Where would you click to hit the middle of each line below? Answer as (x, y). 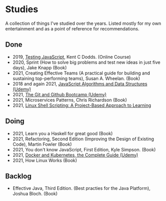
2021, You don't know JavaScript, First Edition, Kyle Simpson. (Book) (84, 149)
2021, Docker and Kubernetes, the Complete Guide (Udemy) (75, 155)
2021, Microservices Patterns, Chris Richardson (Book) (70, 100)
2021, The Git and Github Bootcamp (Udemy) (59, 94)
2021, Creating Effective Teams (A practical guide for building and (81, 73)
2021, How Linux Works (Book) (45, 160)
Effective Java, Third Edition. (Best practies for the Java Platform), (81, 188)
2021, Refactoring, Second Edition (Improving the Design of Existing (83, 139)
